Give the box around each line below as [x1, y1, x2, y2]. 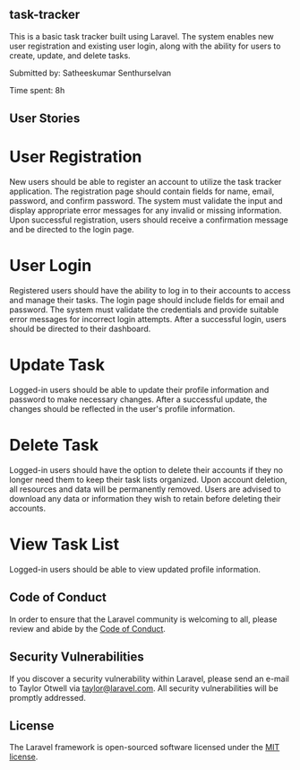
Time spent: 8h [9, 84, 65, 95]
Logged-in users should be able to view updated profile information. [9, 564, 261, 574]
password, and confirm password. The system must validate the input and [9, 196, 284, 206]
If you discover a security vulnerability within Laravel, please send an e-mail [9, 673, 289, 684]
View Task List [9, 534, 120, 555]
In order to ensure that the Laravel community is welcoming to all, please [9, 614, 278, 625]
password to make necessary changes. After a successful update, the [9, 394, 268, 405]
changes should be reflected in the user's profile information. [9, 404, 236, 415]
